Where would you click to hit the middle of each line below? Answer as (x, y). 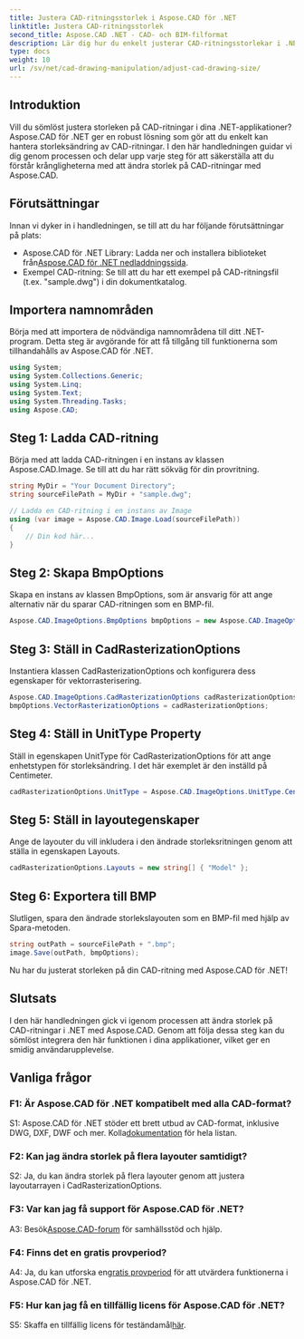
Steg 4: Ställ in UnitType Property (105, 734)
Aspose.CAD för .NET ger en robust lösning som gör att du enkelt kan (139, 136)
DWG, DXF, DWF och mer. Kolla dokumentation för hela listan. (123, 1133)
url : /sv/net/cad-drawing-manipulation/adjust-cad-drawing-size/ (135, 69)
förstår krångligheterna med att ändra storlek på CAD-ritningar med (135, 165)
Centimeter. (31, 775)
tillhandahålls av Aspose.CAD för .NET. (81, 351)
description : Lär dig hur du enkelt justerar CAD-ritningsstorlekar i (145, 43)
